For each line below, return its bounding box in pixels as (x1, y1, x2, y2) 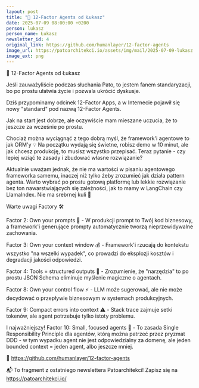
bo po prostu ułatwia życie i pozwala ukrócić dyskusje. (6, 87, 141, 94)
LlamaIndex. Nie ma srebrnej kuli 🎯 (6, 191, 91, 198)
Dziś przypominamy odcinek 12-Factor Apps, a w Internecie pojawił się (6, 99, 181, 106)
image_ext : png (6, 53, 44, 59)
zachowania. (6, 229, 38, 236)
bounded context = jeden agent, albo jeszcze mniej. (6, 343, 133, 350)
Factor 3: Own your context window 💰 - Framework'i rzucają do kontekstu (6, 241, 189, 248)
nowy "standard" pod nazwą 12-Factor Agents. (6, 105, 122, 112)
